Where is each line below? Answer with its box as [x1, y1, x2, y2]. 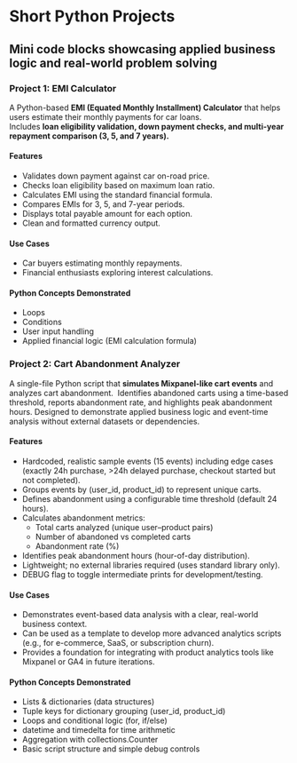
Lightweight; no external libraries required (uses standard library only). [21, 560, 281, 570]
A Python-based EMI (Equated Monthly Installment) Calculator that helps [9, 102, 281, 113]
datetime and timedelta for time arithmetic [21, 725, 176, 735]
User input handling [21, 326, 95, 337]
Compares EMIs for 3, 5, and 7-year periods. [21, 199, 185, 210]
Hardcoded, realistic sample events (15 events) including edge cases [21, 456, 274, 466]
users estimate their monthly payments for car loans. [9, 111, 202, 122]
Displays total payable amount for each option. [21, 209, 193, 219]
